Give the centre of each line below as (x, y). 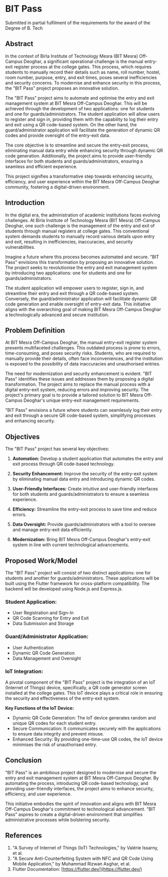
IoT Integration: (24, 671)
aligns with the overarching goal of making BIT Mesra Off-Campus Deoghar (83, 309)
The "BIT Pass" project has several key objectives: (57, 449)
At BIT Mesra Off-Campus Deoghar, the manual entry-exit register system (81, 342)
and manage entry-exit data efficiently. (52, 530)
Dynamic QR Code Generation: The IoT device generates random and (84, 717)
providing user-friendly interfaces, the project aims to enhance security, (79, 788)
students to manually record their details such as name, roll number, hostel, (83, 72)
